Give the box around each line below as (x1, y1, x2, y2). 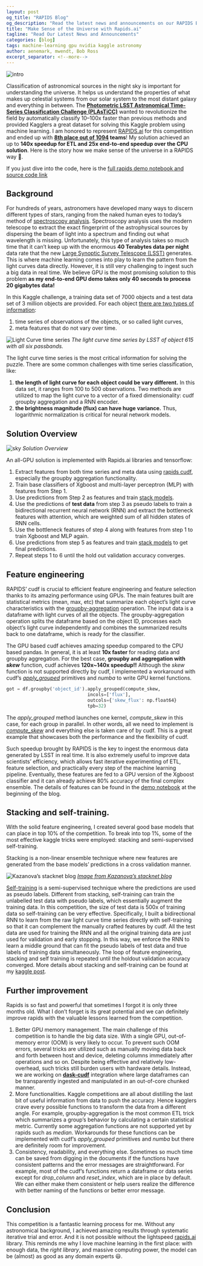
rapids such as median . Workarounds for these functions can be (14, 1129, 175, 1136)
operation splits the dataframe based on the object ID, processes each (6, 618, 182, 625)
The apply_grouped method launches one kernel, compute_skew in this (6, 713, 184, 721)
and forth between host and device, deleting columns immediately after (14, 1052, 193, 1059)
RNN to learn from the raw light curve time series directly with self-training (6, 916, 192, 923)
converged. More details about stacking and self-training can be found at (6, 962, 188, 969)
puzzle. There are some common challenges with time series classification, (6, 361, 194, 368)
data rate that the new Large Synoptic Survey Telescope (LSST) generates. (6, 249, 193, 257)
